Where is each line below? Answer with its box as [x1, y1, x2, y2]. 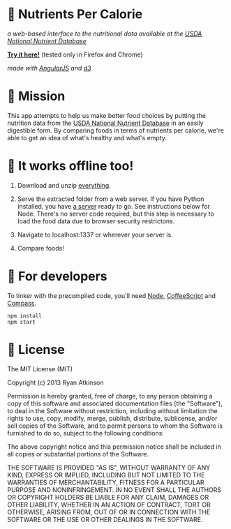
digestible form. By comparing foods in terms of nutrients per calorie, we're [7, 126, 225, 135]
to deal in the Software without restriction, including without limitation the [7, 406, 218, 415]
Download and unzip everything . [17, 181, 112, 189]
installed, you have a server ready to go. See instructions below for [17, 202, 211, 210]
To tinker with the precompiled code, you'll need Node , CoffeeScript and [7, 291, 216, 299]
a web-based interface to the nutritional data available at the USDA [7, 29, 202, 38]
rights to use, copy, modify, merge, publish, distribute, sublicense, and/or [7, 414, 218, 422]
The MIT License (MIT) [7, 364, 73, 373]
